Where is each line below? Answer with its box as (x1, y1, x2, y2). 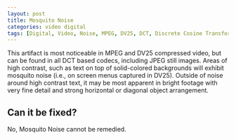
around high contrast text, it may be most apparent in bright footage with (7, 78, 218, 87)
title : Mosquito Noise (7, 17, 74, 24)
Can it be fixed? (7, 106, 77, 118)
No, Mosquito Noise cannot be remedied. (7, 125, 126, 134)
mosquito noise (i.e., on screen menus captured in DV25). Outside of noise (7, 71, 223, 80)
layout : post (7, 10, 46, 17)
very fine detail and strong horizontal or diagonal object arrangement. (7, 86, 209, 94)
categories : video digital (7, 23, 86, 30)
